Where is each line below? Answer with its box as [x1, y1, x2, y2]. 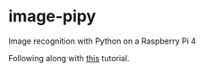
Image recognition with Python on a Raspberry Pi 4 [8, 36, 197, 46]
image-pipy [8, 6, 97, 27]
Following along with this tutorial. [8, 52, 131, 63]
